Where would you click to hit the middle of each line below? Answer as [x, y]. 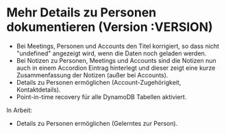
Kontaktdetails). [38, 90]
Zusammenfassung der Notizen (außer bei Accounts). [92, 75]
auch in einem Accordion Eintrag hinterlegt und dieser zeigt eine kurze [116, 68]
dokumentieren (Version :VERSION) [110, 27]
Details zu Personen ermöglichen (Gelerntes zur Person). [97, 123]
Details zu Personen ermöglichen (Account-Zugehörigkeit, [99, 82]
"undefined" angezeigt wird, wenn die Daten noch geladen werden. [111, 53]
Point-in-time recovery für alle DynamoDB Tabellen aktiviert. [101, 96]
